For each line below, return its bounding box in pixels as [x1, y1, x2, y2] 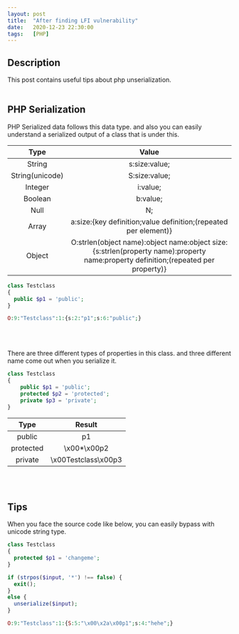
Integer [25, 182, 50, 192]
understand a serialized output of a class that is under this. [7, 130, 180, 139]
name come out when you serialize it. [7, 356, 117, 365]
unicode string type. [7, 527, 67, 536]
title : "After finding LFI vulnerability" [7, 17, 139, 24]
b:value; [136, 194, 163, 204]
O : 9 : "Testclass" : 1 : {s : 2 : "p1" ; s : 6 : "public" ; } [7, 315, 142, 322]
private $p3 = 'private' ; [20, 396, 97, 404]
